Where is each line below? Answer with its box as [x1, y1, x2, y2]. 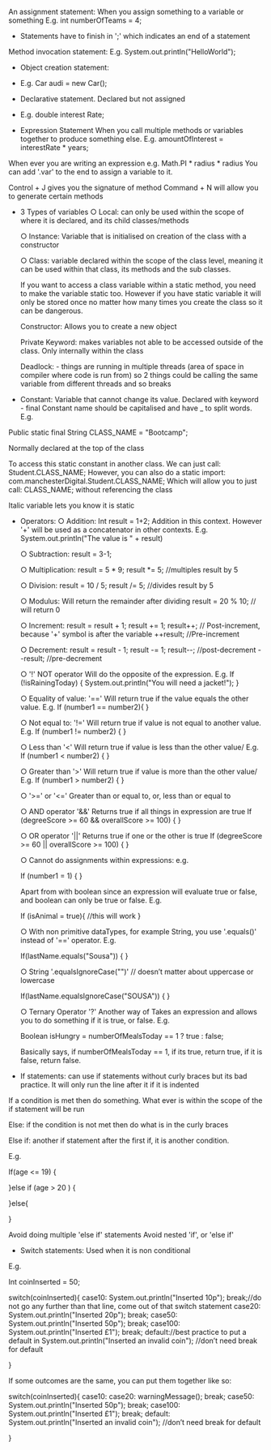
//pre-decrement [46, 654, 103, 663]
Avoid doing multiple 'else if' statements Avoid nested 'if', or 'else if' [8, 1230, 235, 1239]
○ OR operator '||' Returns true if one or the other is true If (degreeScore [19, 831, 263, 840]
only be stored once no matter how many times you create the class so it [19, 298, 263, 307]
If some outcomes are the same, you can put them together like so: [8, 1376, 232, 1385]
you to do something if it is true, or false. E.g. [19, 1015, 170, 1025]
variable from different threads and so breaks [19, 379, 171, 388]
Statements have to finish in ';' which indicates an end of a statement [19, 32, 251, 41]
